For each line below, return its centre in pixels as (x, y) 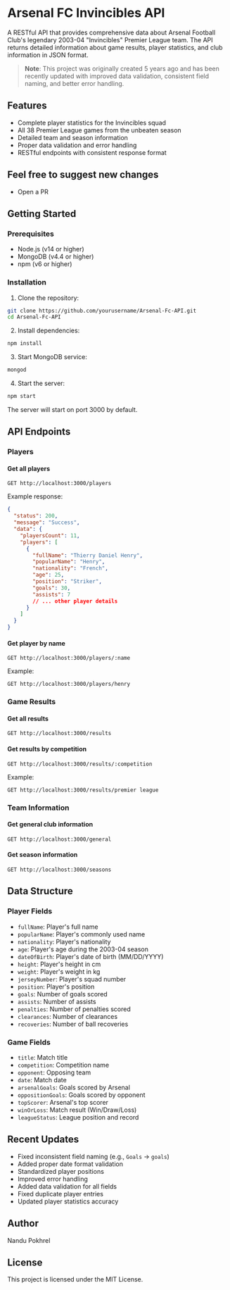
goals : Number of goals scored (62, 994)
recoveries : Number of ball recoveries (73, 1024)
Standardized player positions (60, 1171)
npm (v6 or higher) (45, 264)
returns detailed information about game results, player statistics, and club (115, 47)
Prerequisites (31, 234)
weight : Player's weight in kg (59, 971)
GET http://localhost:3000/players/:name (69, 658)
